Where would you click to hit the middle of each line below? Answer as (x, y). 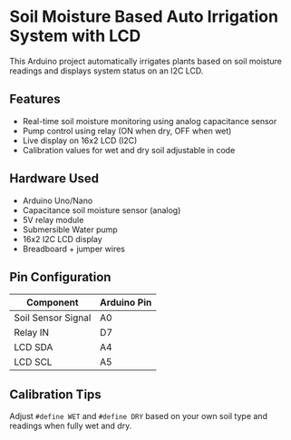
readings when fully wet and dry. (71, 426)
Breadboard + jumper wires (73, 249)
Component (53, 303)
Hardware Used (54, 179)
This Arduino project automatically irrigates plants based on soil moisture (146, 61)
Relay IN (32, 333)
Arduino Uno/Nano (58, 200)
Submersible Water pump (70, 230)
